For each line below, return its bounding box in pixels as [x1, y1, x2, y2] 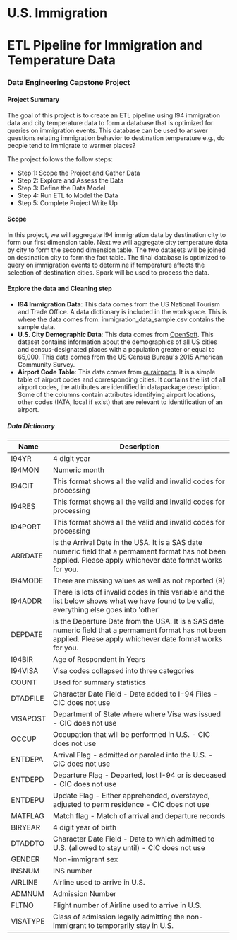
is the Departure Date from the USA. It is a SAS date [52, 616, 224, 626]
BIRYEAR [11, 822, 41, 832]
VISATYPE [11, 916, 45, 926]
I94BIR [11, 654, 34, 664]
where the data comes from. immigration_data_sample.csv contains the [17, 315, 226, 323]
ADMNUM [11, 888, 44, 898]
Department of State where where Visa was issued [52, 709, 221, 719]
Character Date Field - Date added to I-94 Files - [52, 689, 218, 699]
